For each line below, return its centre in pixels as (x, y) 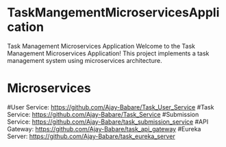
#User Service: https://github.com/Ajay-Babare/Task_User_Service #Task (111, 107)
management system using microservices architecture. (85, 60)
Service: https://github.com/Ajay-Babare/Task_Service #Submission (103, 114)
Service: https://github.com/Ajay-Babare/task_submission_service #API (108, 122)
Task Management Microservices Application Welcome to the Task (101, 46)
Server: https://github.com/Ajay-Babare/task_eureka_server (91, 136)
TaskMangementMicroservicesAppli (113, 13)
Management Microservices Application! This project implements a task (108, 53)
